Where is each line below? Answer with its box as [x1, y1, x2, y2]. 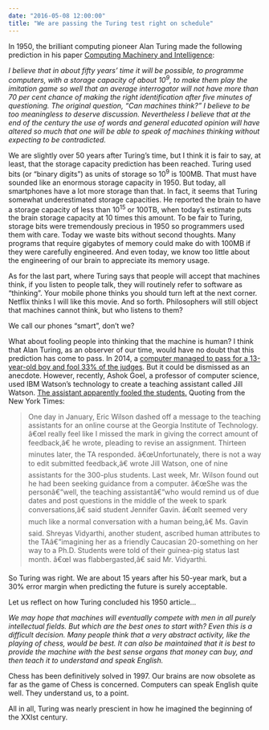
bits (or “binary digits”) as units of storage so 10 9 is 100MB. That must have [8, 168, 257, 178]
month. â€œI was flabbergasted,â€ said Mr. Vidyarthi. [27, 555, 207, 564]
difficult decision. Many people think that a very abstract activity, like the [8, 630, 251, 640]
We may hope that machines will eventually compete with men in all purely [8, 613, 256, 623]
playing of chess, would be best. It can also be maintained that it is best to [8, 638, 255, 648]
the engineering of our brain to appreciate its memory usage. [8, 256, 210, 265]
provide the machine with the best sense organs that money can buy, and [8, 647, 253, 657]
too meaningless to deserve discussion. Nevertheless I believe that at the [8, 109, 251, 119]
